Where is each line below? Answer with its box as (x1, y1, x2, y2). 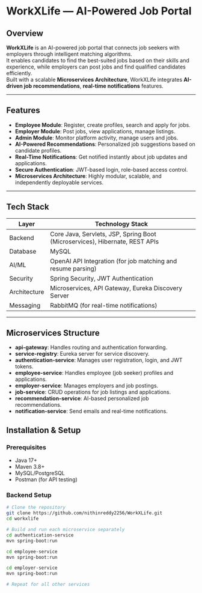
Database (9, 247, 37, 255)
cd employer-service (6, 565, 58, 571)
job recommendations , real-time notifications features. (23, 82, 164, 90)
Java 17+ (14, 457, 37, 464)
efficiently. (6, 70, 32, 76)
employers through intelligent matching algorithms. (6, 50, 132, 58)
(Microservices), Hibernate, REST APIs (50, 237, 159, 246)
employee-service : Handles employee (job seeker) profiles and (14, 369, 173, 377)
